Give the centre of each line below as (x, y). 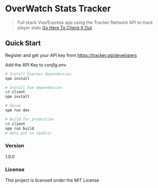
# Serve (13, 106)
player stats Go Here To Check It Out (55, 27)
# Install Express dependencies (38, 74)
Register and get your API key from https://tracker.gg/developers (71, 55)
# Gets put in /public (28, 133)
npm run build (20, 128)
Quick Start (23, 43)
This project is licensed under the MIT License (52, 180)
